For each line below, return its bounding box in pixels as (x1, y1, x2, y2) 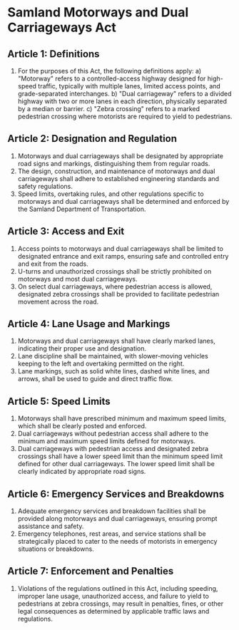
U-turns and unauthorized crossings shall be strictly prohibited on (17, 267, 212, 275)
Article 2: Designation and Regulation (7, 133, 177, 145)
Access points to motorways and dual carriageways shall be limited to (17, 244, 223, 253)
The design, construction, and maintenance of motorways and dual (17, 167, 215, 175)
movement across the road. (17, 297, 99, 306)
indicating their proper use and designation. (17, 344, 147, 353)
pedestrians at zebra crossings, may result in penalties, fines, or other (17, 599, 223, 608)
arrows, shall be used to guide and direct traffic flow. (17, 375, 173, 383)
